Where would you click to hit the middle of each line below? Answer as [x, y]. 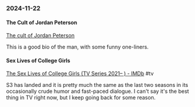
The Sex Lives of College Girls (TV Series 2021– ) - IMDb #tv [80, 74]
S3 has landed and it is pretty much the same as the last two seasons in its [97, 85]
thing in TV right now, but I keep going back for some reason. [81, 98]
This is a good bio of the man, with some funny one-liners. [78, 47]
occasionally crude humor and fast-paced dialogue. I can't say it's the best [98, 91]
